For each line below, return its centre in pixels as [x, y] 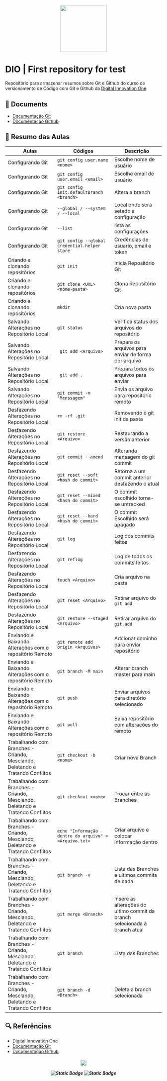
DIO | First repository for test [65, 69]
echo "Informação [78, 831]
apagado [125, 524]
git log [66, 539]
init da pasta [128, 419]
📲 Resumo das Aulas [38, 137]
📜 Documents [27, 104]
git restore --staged [83, 618]
